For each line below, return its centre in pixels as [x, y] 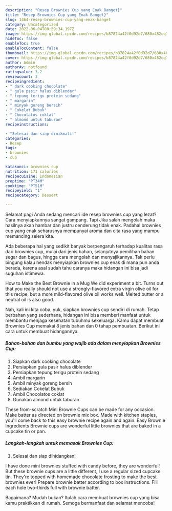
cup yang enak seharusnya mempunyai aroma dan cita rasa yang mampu [82, 231]
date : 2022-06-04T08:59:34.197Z [40, 29]
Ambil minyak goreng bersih [42, 383]
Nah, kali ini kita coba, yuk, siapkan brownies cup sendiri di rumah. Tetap [82, 310]
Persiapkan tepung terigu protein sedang [56, 372]
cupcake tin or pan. [26, 431]
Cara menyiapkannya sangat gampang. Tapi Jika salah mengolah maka [80, 220]
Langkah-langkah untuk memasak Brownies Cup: [59, 443]
